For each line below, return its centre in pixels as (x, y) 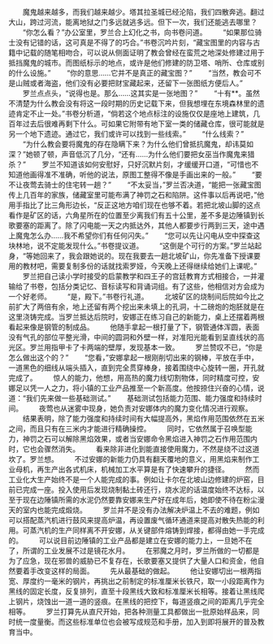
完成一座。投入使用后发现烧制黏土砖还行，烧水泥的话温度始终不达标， (140, 490)
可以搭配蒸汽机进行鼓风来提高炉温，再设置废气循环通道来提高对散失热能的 (133, 520)
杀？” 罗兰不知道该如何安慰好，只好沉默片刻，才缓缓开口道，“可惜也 (130, 164)
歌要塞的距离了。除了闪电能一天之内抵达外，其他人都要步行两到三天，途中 (133, 225)
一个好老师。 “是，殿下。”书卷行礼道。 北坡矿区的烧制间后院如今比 (133, 296)
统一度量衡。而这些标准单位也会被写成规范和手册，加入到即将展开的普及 (136, 622)
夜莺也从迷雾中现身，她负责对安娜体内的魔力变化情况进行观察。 (145, 408)
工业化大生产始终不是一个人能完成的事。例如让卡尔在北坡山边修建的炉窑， (133, 479)
